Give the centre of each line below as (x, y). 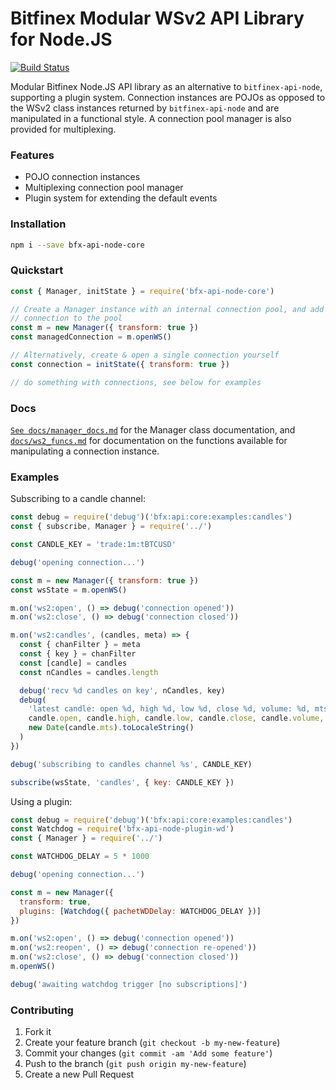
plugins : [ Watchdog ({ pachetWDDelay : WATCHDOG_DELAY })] (140, 911)
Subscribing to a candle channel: (78, 499)
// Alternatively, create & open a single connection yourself (145, 355)
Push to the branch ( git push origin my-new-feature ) (135, 1064)
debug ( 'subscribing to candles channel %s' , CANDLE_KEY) (131, 764)
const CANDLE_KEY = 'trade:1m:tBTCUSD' (93, 545)
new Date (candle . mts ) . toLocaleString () (111, 728)
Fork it (38, 1032)
